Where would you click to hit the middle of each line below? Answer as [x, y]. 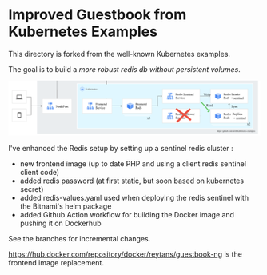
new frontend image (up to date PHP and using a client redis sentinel [133, 163]
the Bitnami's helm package [66, 206]
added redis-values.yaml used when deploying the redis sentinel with [134, 197]
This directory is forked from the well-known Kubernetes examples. [119, 54]
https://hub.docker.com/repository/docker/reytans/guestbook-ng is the [125, 254]
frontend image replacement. [56, 262]
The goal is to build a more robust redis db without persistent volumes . [125, 69]
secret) [32, 189]
